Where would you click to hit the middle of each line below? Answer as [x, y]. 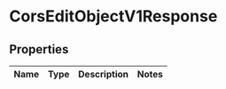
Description [103, 74]
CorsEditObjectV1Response [113, 16]
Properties [39, 49]
